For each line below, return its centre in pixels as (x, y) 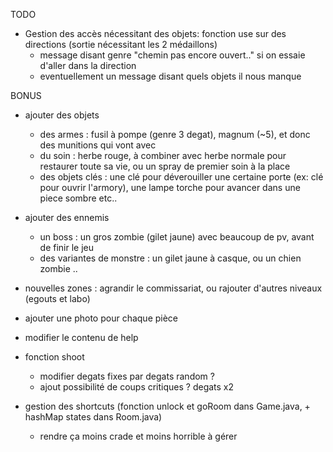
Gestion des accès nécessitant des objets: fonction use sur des (155, 33)
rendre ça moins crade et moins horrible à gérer (138, 436)
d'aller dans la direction (88, 65)
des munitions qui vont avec (98, 145)
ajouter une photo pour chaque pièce (101, 318)
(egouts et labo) (57, 298)
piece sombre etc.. (78, 198)
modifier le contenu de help (81, 337)
